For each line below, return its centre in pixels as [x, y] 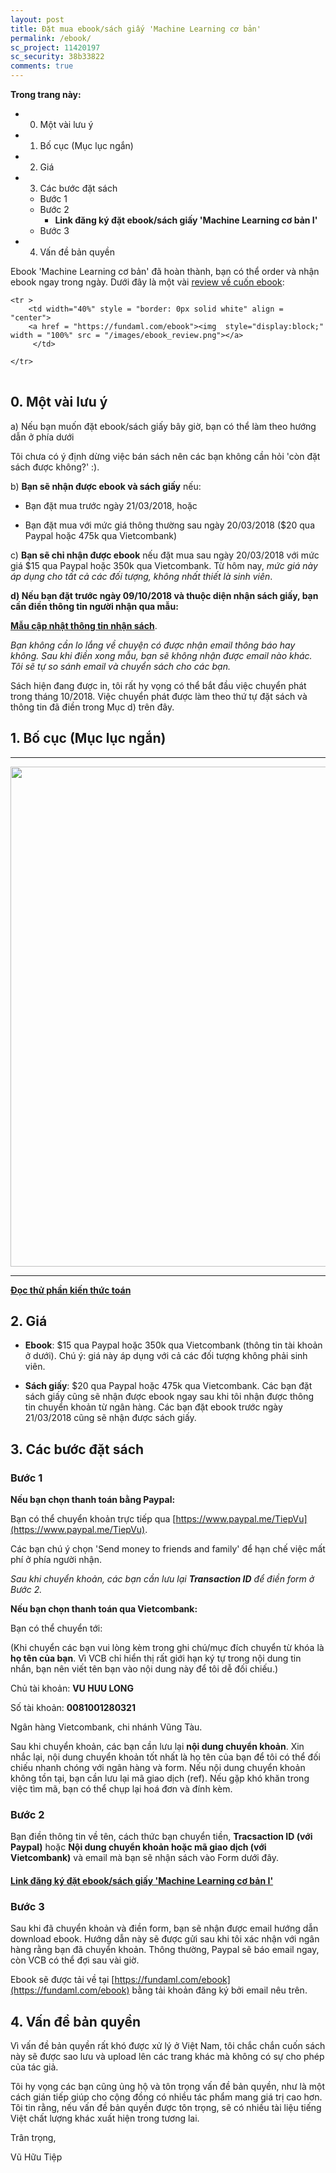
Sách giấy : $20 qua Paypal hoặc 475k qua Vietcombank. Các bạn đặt [168, 1386]
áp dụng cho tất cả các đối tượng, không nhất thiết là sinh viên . [141, 576]
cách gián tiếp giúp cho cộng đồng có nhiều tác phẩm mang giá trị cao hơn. [166, 2097]
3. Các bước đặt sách [77, 1449]
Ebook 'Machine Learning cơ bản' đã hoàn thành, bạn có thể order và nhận [165, 271]
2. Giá [29, 1321]
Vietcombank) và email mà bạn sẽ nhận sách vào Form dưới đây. [145, 1858]
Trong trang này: [46, 94]
